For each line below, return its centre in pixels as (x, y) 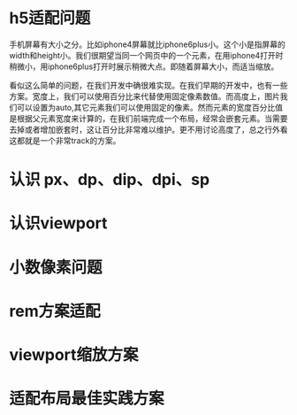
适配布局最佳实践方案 (87, 399)
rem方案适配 (55, 311)
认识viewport (58, 223)
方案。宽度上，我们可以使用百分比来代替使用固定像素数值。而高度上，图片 (145, 96)
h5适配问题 (50, 18)
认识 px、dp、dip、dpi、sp (110, 180)
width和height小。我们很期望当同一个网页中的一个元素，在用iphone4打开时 (146, 55)
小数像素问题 (56, 267)
